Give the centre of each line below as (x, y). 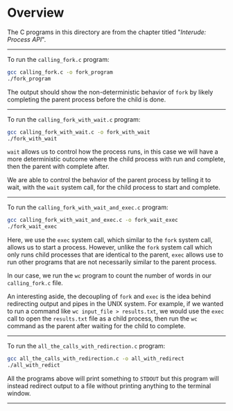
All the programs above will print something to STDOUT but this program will (113, 378)
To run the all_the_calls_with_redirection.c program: (86, 346)
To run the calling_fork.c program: (58, 59)
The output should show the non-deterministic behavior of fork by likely (110, 92)
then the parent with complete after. (58, 167)
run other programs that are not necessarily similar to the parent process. (112, 262)
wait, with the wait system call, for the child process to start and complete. (114, 187)
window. (19, 393)
